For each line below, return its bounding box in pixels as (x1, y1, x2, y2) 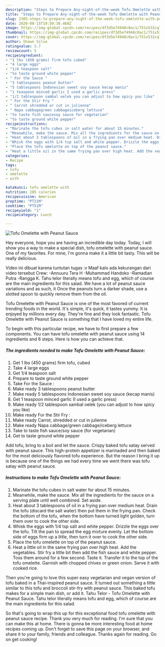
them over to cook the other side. (12, 518, 80, 524)
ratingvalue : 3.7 (5, 44, 41, 49)
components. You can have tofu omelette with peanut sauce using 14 (5, 331, 145, 337)
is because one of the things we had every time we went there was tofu (5, 458, 150, 464)
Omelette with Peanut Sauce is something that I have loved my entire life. (5, 316, 153, 322)
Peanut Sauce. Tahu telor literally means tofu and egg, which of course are (5, 595, 157, 602)
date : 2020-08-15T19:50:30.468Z (5, 21, 71, 26)
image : (5, 26, 19, 30)
